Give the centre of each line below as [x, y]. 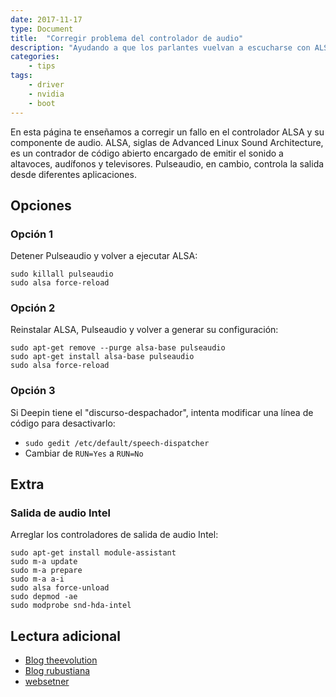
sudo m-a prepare [46, 571]
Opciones [41, 205]
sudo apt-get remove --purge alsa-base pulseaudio [118, 348]
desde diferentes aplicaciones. [73, 174]
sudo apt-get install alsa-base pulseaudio [102, 357]
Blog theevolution [61, 660]
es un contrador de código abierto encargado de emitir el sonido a [147, 153]
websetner [47, 682]
